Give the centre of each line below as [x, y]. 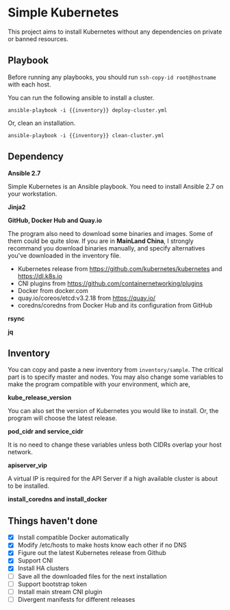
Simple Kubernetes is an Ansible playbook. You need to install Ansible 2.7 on [116, 186]
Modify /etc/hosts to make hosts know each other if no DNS [102, 545]
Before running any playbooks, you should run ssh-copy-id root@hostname [112, 77]
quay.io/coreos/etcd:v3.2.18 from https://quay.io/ [87, 298]
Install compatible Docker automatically [73, 537]
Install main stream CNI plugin [60, 591]
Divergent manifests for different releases [76, 599]
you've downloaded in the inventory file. [64, 255]
